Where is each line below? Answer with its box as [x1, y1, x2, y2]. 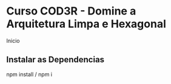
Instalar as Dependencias [6, 54, 105, 65]
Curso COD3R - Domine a [6, 4, 136, 18]
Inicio [6, 37, 20, 44]
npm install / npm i [6, 71, 53, 78]
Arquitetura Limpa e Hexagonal [6, 17, 167, 31]
